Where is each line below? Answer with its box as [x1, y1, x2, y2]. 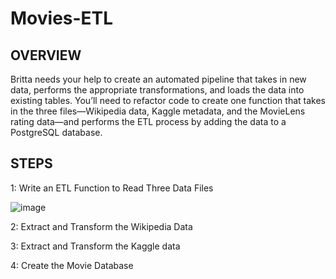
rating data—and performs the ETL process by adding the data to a [10, 116, 287, 127]
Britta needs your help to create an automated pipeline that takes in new [10, 73, 307, 85]
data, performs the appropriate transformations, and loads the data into [10, 84, 305, 96]
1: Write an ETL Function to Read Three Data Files [10, 182, 214, 194]
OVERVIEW [10, 47, 82, 64]
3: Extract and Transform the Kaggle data [10, 240, 181, 252]
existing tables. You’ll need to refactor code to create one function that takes [10, 95, 326, 106]
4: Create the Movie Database [10, 259, 134, 271]
